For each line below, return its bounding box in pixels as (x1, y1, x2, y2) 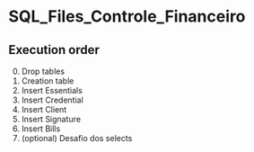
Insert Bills (21, 123, 61, 134)
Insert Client (21, 104, 67, 114)
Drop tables (21, 66, 65, 76)
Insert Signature (21, 114, 82, 124)
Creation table (21, 76, 74, 86)
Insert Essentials (21, 85, 83, 95)
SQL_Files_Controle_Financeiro (8, 6, 246, 27)
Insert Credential (21, 94, 84, 105)
